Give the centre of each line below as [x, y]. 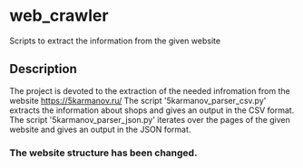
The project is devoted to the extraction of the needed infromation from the [150, 90]
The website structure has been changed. [103, 153]
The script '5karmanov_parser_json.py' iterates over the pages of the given [150, 119]
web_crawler [59, 16]
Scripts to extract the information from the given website [115, 41]
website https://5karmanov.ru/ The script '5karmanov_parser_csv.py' [138, 100]
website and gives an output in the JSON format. [100, 129]
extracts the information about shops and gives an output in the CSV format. [152, 110]
